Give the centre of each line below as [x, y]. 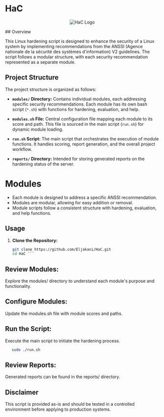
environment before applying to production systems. [58, 409]
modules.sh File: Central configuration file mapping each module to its [82, 119]
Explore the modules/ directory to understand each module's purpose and [80, 281]
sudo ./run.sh [26, 350]
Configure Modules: [36, 302]
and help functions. [32, 213]
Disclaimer [22, 392]
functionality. [18, 286]
